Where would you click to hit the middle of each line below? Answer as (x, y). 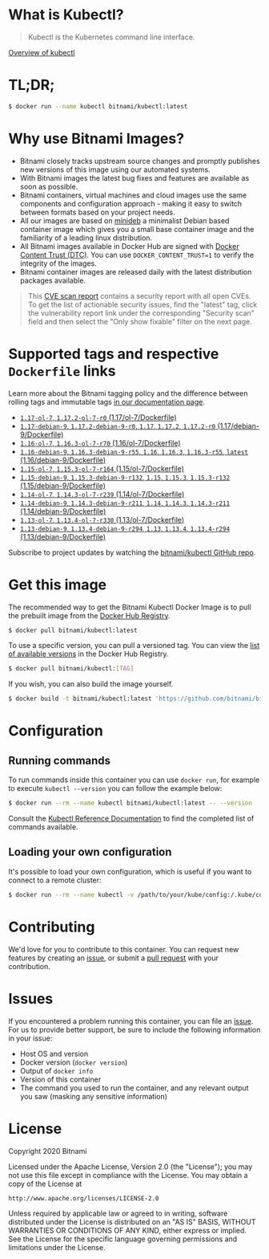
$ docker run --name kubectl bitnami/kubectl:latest (98, 106)
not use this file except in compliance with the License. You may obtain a (128, 1175)
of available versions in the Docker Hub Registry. (89, 654)
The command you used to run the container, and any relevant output (134, 1088)
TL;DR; (32, 85)
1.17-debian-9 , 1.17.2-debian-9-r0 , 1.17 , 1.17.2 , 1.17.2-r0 (118, 426)
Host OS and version (54, 1053)
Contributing (52, 927)
